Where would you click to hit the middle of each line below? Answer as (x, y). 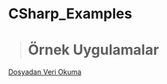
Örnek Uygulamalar (93, 50)
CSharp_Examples (70, 14)
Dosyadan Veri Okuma (45, 72)
